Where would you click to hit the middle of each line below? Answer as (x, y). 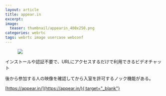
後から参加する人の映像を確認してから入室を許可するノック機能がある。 (79, 78)
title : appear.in (23, 14)
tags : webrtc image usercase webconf (44, 38)
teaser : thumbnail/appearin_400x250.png (52, 28)
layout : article (22, 10)
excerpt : (14, 19)
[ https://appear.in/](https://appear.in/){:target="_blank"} (63, 88)
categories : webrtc (25, 33)
